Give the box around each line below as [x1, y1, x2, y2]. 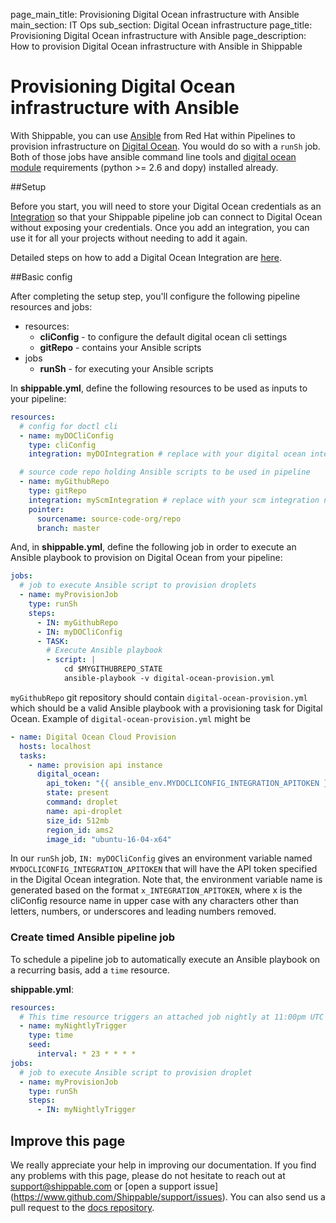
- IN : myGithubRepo [36, 617, 118, 628]
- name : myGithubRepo [19, 477, 110, 487]
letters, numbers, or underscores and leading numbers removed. [10, 905, 277, 918]
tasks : [19, 750, 47, 761]
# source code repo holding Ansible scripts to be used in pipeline [19, 467, 311, 478]
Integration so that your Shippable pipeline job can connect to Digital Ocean [10, 210, 323, 223]
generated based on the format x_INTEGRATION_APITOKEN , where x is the [10, 884, 303, 896]
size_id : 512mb [46, 815, 110, 826]
